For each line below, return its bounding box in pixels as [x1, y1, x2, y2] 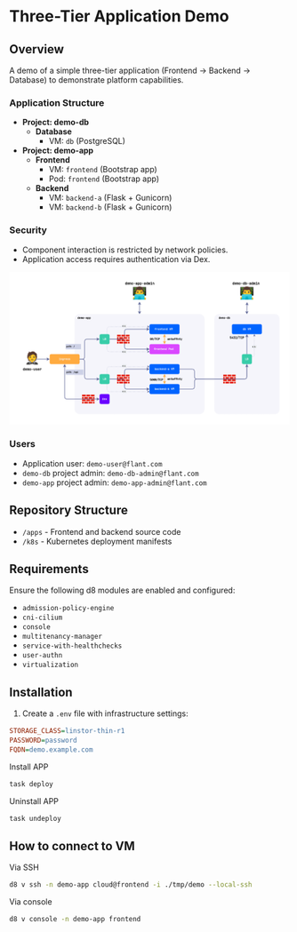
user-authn [21, 651, 63, 660]
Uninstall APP [9, 795, 60, 806]
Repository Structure [9, 503, 129, 518]
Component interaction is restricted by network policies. [21, 244, 229, 255]
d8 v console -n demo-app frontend [9, 915, 141, 924]
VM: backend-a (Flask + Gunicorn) [48, 193, 173, 203]
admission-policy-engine [21, 604, 115, 613]
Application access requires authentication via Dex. [21, 253, 211, 264]
